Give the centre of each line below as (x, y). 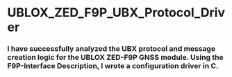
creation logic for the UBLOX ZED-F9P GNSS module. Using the (115, 58)
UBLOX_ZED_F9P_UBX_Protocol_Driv (116, 13)
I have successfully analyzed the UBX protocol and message (111, 49)
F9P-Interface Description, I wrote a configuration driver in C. (113, 66)
